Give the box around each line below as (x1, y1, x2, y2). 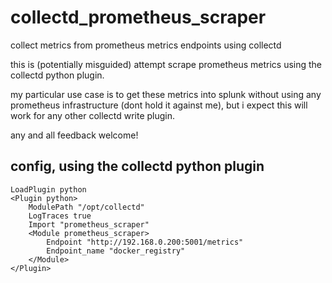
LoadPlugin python (10, 184, 87, 195)
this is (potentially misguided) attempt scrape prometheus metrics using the (10, 58, 323, 70)
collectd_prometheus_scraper (10, 6, 267, 29)
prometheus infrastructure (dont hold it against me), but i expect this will (10, 99, 308, 111)
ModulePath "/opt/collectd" (28, 202, 145, 212)
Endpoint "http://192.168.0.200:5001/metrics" (46, 237, 244, 247)
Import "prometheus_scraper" (28, 219, 150, 230)
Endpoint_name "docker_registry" (46, 246, 186, 256)
